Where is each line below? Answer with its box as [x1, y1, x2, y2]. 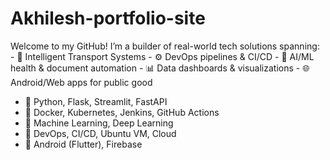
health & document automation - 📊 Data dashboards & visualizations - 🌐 [10, 62, 310, 74]
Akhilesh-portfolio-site [10, 7, 206, 30]
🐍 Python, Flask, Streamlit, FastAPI [24, 95, 168, 107]
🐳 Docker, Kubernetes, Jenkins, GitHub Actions [24, 106, 220, 118]
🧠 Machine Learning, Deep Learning [24, 117, 174, 129]
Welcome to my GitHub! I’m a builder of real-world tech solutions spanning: [10, 40, 320, 52]
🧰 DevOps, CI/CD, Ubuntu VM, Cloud [24, 127, 177, 139]
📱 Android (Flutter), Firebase [24, 138, 143, 150]
